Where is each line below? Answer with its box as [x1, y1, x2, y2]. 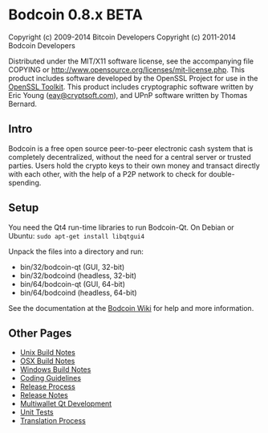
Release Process [19, 382, 76, 391]
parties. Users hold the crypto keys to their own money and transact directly [8, 161, 261, 170]
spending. [8, 178, 42, 187]
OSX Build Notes [19, 356, 75, 366]
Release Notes [19, 390, 68, 400]
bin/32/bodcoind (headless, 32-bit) [19, 271, 137, 280]
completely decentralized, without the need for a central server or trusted [8, 152, 251, 161]
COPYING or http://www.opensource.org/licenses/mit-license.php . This [8, 64, 245, 74]
